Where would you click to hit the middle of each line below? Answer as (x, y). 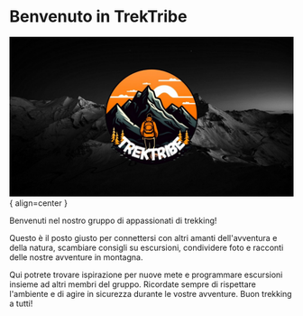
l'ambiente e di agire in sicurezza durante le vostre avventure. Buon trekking (151, 294)
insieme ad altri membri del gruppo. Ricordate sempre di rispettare (133, 284)
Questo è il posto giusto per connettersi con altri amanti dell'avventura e (143, 238)
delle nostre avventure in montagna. (76, 257)
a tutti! (21, 303)
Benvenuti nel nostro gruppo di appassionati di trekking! (113, 221)
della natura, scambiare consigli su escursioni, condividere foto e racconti (147, 248)
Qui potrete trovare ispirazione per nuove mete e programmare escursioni (146, 275)
